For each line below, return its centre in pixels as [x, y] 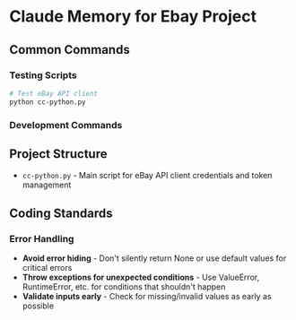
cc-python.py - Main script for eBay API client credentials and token [147, 176]
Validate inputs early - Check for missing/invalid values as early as [147, 297]
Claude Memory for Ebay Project [133, 17]
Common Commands [70, 50]
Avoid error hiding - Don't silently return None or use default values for [154, 258]
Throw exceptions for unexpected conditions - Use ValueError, [141, 277]
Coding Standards [61, 213]
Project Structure [58, 154]
